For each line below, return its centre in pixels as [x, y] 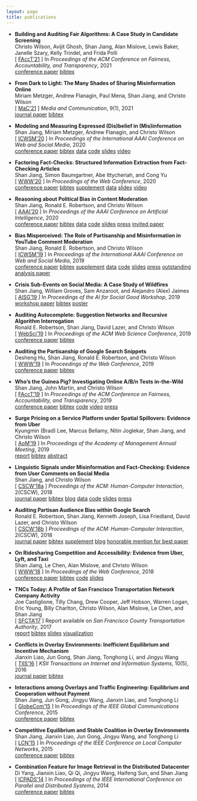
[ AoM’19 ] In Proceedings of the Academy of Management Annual [95, 443]
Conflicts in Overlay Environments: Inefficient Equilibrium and [92, 645]
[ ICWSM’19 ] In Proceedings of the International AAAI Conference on [99, 254]
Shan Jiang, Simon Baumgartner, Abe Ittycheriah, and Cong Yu [91, 175]
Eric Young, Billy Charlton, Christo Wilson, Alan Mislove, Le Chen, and [99, 608]
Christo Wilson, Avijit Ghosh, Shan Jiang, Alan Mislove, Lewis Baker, [97, 46]
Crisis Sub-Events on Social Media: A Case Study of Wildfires [91, 285]
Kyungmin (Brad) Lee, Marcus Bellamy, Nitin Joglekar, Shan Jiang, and [100, 430]
